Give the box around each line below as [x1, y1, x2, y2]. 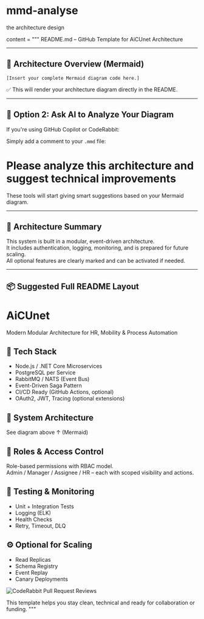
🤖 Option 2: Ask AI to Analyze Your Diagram [6, 110, 174, 120]
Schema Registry [15, 562, 58, 570]
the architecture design [6, 24, 65, 31]
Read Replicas [15, 556, 51, 563]
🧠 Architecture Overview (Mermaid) [6, 59, 144, 69]
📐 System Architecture [6, 412, 94, 423]
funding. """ [6, 605, 36, 612]
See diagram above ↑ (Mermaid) [6, 428, 89, 436]
